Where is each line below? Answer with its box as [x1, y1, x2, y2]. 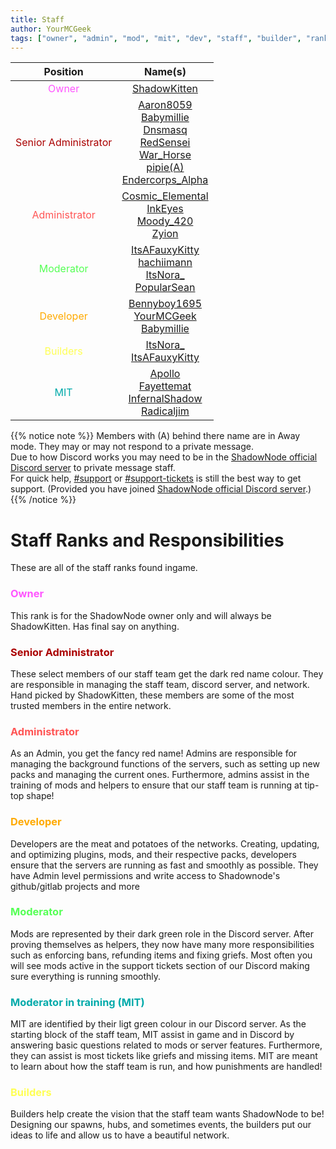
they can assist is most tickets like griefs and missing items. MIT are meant [10, 1050, 318, 1062]
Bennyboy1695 [128, 297, 203, 311]
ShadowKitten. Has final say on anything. [10, 620, 180, 632]
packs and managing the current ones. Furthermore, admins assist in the [10, 769, 310, 781]
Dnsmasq [143, 123, 188, 137]
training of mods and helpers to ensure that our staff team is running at [10, 779, 303, 791]
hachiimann [138, 256, 193, 270]
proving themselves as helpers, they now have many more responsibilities [10, 938, 315, 950]
